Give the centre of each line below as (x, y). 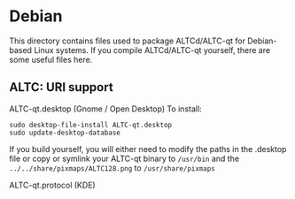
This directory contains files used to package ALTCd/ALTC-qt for (128, 41)
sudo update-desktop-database (65, 133)
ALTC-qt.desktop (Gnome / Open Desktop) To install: (105, 109)
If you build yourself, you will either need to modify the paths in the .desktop (148, 149)
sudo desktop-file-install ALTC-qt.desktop (91, 125)
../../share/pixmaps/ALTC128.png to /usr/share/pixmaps (112, 168)
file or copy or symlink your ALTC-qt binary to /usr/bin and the (124, 158)
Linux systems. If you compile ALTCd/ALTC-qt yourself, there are (152, 50)
